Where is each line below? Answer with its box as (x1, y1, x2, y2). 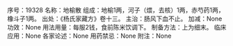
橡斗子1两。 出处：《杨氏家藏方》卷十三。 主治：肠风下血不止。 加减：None (7, 14, 223, 23)
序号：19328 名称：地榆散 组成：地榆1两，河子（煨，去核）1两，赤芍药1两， (7, 6, 225, 14)
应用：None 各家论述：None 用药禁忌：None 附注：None (7, 32, 172, 40)
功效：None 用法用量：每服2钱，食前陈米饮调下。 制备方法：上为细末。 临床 (7, 23, 227, 31)
